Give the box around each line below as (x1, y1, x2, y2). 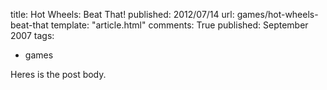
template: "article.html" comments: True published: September (50, 19, 309, 31)
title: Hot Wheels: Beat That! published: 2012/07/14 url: (10, 9, 235, 20)
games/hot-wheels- (236, 9, 319, 20)
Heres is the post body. (10, 69, 107, 80)
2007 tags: (10, 30, 55, 41)
